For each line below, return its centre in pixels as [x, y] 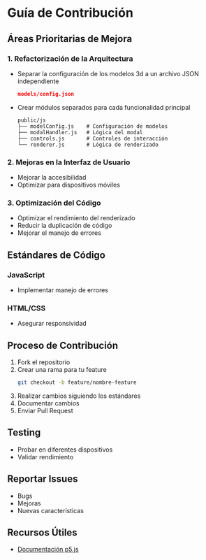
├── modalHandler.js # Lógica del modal [80, 132]
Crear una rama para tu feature [62, 370]
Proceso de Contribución [63, 345]
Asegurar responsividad [52, 324]
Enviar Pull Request [45, 411]
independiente [38, 81]
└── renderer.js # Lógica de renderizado [88, 145]
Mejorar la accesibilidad [52, 178]
